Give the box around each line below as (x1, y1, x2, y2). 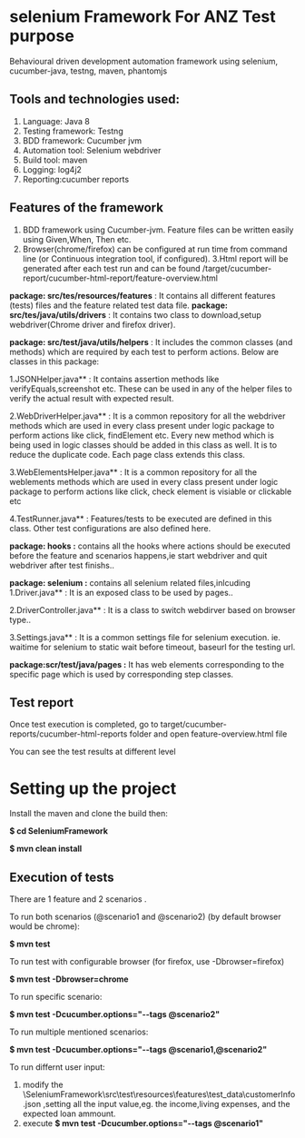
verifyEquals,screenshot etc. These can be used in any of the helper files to (9, 383, 292, 394)
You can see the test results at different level (9, 747, 176, 757)
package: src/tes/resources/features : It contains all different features (9, 290, 276, 301)
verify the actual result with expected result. (9, 392, 174, 403)
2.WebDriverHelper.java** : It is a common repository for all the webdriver (9, 411, 286, 421)
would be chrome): (9, 921, 80, 932)
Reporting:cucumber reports (22, 173, 130, 184)
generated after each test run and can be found (22, 262, 202, 273)
